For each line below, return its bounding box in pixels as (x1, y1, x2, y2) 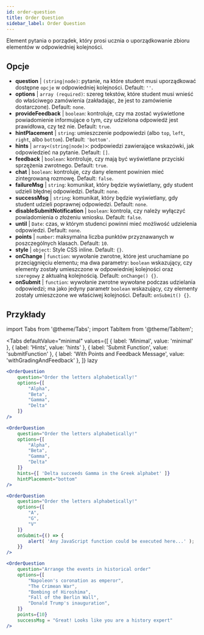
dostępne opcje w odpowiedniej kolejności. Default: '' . (15, 84, 153, 92)
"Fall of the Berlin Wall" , (28, 595, 99, 601)
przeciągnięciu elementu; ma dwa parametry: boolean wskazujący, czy (15, 259, 193, 266)
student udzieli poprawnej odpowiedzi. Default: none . (15, 201, 148, 208)
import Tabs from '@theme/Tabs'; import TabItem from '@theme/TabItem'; (6, 325, 194, 333)
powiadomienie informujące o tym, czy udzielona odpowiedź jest (15, 117, 178, 124)
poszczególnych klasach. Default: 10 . (15, 239, 108, 247)
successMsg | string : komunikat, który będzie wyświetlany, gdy (15, 194, 178, 201)
